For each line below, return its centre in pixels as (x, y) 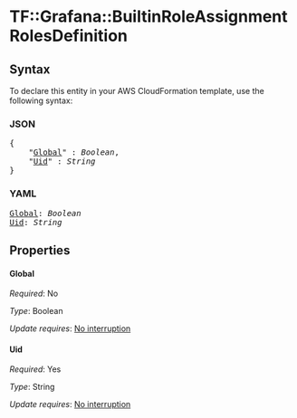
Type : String (32, 387)
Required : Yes (35, 369)
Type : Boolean (36, 311)
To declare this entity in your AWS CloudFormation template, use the (137, 91)
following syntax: (41, 100)
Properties (40, 250)
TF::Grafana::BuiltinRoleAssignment (148, 17)
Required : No (34, 294)
